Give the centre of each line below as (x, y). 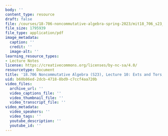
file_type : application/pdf (34, 33)
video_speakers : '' (30, 112)
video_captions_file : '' (35, 93)
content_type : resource (30, 14)
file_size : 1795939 (25, 28)
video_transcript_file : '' (38, 103)
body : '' (14, 10)
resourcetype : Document (30, 70)
